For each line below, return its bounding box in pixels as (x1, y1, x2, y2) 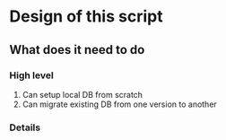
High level (9, 69, 54, 82)
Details (9, 121, 41, 134)
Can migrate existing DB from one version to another (22, 99, 217, 109)
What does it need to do (9, 42, 145, 57)
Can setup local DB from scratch (22, 89, 143, 100)
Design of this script (9, 6, 163, 27)
